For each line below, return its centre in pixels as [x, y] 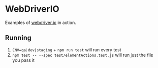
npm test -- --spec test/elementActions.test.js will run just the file [83, 55]
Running [18, 38]
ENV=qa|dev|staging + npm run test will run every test [67, 49]
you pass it [23, 60]
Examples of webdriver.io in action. [41, 23]
